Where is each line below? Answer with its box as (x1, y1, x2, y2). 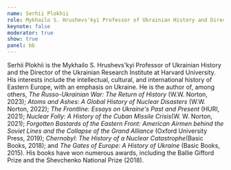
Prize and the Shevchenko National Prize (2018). (7, 156, 144, 164)
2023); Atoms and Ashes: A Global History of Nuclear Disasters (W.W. (7, 98, 206, 105)
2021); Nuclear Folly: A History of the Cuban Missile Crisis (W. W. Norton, (7, 112, 213, 120)
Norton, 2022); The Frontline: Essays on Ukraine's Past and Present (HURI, (7, 105, 220, 113)
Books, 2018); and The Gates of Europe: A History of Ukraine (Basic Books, (7, 142, 220, 149)
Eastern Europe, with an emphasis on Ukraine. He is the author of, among (7, 83, 215, 91)
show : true (7, 36, 38, 43)
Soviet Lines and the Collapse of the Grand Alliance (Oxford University (7, 127, 208, 135)
